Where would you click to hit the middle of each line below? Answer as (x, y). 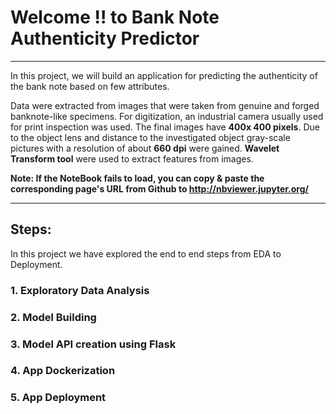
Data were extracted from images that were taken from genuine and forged (165, 105)
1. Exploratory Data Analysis (80, 290)
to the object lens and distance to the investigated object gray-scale (150, 137)
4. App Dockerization (63, 371)
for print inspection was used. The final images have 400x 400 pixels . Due (165, 127)
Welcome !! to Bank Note (115, 17)
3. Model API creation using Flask (93, 344)
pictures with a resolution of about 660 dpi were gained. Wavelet (145, 148)
